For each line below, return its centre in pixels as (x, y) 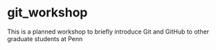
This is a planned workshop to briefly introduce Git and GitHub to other (108, 32)
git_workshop (47, 13)
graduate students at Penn (45, 38)
